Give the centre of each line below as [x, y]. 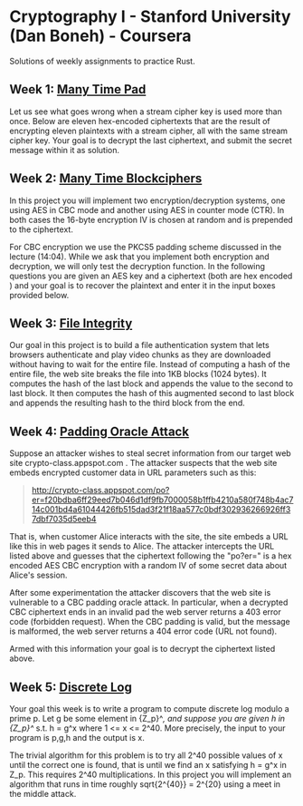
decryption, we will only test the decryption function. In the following [137, 266]
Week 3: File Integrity [71, 323]
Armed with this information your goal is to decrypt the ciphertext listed [142, 649]
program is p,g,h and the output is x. [77, 738]
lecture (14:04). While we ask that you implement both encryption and [139, 257]
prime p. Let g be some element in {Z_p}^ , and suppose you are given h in [147, 719]
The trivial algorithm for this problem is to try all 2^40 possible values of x [146, 755]
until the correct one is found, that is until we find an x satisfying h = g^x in [148, 765]
